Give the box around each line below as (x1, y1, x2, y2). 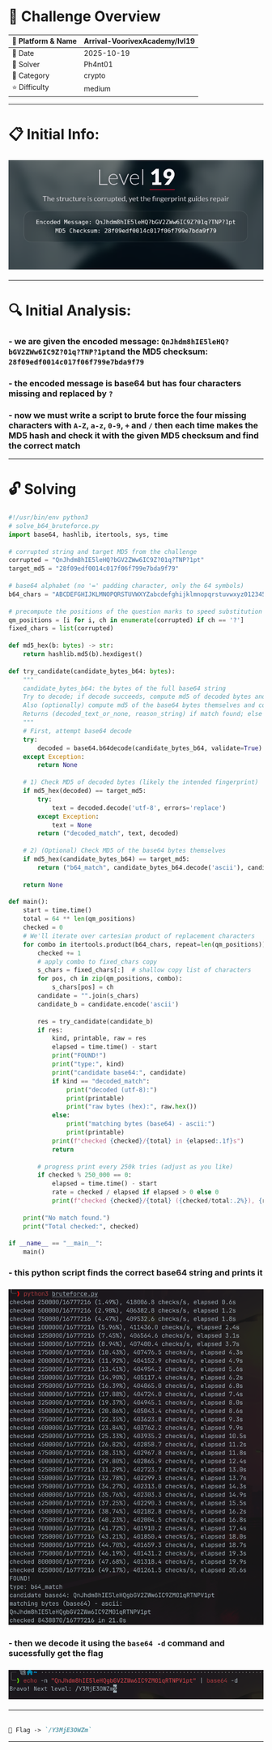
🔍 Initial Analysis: (8, 301, 132, 320)
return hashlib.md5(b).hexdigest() (23, 650, 143, 658)
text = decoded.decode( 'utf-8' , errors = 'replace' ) (51, 803, 227, 812)
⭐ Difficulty (11, 83, 49, 92)
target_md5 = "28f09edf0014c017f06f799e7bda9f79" (8, 564, 180, 573)
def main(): (8, 898, 49, 906)
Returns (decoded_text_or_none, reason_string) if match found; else (23, 710, 263, 718)
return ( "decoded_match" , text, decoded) (37, 829, 180, 837)
